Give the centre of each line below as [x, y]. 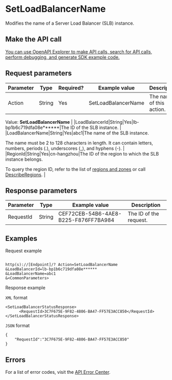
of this [157, 103]
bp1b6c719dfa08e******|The [37, 127]
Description [146, 205]
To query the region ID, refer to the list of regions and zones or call [76, 169]
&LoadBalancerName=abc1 [31, 274]
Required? [71, 88]
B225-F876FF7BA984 [86, 220]
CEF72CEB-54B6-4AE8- [90, 214]
